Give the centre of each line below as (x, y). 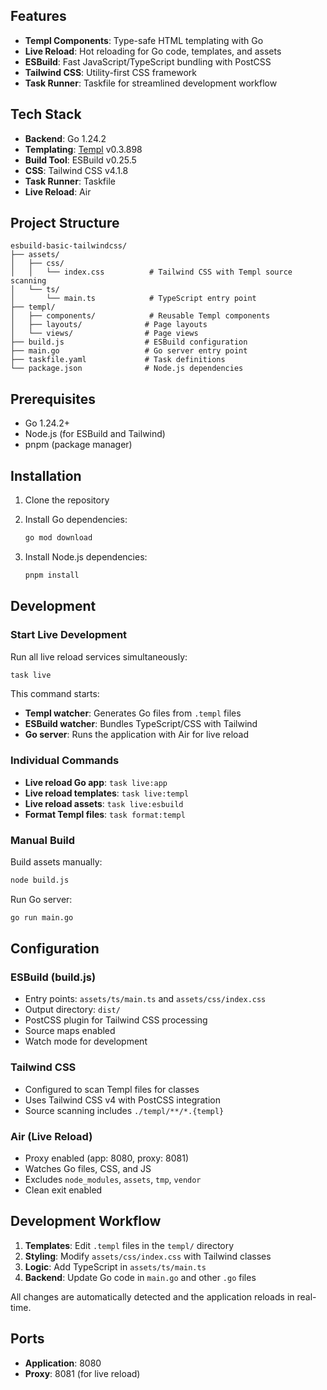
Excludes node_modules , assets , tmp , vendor (113, 1179)
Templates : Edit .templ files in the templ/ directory (129, 1245)
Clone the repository (67, 500)
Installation (46, 475)
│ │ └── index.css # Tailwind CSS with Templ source (151, 272)
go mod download (58, 538)
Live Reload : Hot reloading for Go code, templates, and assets (153, 51)
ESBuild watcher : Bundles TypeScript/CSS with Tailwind (141, 724)
